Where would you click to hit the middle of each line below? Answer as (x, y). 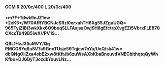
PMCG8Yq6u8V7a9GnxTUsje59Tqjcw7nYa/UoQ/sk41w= (64, 49)
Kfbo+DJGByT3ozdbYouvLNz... (38, 59)
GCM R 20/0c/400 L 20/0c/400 (38, 7)
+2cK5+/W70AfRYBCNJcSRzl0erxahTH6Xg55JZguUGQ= (66, 23)
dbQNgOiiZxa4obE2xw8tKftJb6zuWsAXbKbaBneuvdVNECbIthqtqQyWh (82, 54)
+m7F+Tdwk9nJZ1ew (28, 18)
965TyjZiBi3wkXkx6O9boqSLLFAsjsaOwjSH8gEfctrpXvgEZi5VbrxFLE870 (82, 28)
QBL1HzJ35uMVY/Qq (28, 44)
